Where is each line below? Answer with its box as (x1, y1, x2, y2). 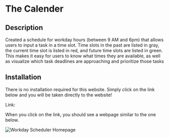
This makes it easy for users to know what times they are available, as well (5, 53, 161, 59)
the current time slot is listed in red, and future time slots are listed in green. (5, 48, 163, 53)
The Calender (5, 3, 64, 15)
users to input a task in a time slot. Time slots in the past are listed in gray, (5, 42, 159, 48)
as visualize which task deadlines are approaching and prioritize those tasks (5, 58, 164, 64)
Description (5, 23, 43, 32)
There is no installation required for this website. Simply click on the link (5, 86, 155, 92)
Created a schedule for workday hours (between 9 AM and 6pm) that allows (5, 37, 164, 43)
